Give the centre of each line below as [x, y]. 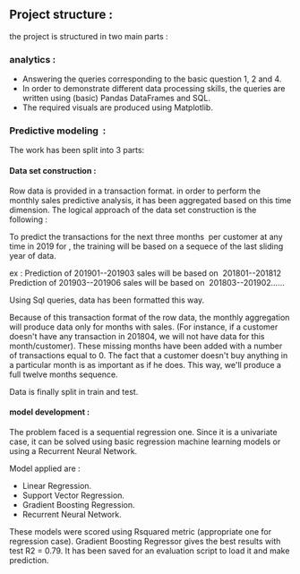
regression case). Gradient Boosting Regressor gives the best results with [145, 541]
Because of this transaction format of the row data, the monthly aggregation [150, 317]
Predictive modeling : [58, 131]
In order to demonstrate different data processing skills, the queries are [154, 89]
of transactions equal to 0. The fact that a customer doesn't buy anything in [149, 355]
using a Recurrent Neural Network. [73, 450]
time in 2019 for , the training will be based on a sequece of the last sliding [146, 246]
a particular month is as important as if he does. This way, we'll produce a [146, 364]
